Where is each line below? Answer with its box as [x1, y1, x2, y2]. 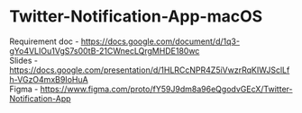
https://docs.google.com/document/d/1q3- [80, 36, 241, 47]
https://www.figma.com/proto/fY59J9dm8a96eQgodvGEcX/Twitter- [40, 83, 293, 94]
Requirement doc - [9, 36, 79, 47]
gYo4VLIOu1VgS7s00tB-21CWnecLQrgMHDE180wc [9, 45, 200, 56]
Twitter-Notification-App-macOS [9, 6, 263, 27]
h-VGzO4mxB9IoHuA [9, 74, 88, 84]
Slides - [9, 55, 39, 65]
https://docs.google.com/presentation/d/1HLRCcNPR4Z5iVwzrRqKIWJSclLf [9, 65, 290, 75]
